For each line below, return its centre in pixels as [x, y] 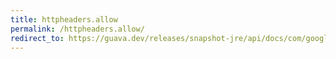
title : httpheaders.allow [64, 19]
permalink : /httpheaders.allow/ [77, 29]
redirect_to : [37, 38]
